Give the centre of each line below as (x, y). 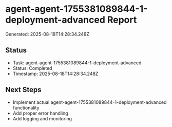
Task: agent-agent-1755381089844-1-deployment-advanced (77, 63)
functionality (26, 107)
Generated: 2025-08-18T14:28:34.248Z (47, 34)
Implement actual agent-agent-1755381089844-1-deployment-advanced (90, 102)
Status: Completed (32, 68)
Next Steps (23, 90)
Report (122, 20)
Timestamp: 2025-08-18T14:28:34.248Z (55, 74)
